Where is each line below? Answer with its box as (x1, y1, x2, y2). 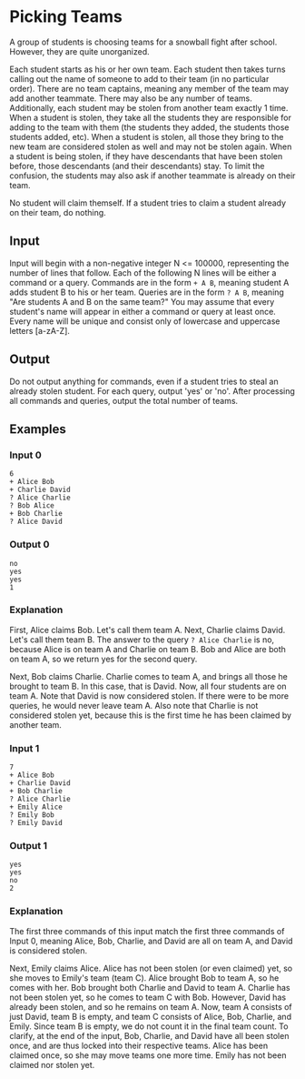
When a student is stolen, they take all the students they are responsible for (9, 112, 292, 123)
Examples (9, 421, 66, 437)
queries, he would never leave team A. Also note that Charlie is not (9, 700, 259, 711)
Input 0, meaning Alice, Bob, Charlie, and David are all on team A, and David (9, 935, 293, 946)
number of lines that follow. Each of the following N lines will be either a (9, 267, 277, 278)
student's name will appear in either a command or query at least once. (9, 306, 277, 317)
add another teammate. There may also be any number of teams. (9, 93, 252, 104)
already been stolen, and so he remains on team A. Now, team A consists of (9, 1001, 292, 1012)
